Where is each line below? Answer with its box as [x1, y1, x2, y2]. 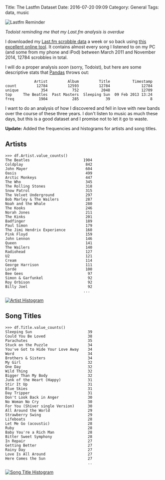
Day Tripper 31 [5, 390, 93, 396]
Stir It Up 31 [5, 382, 93, 387]
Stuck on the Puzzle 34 [5, 342, 93, 347]
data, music [5, 9, 29, 15]
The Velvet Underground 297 [5, 192, 93, 198]
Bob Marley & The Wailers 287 [5, 197, 93, 202]
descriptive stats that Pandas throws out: [5, 69, 90, 75]
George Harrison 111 [5, 262, 93, 267]
